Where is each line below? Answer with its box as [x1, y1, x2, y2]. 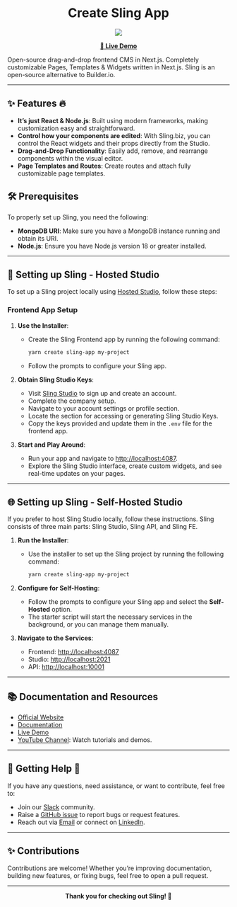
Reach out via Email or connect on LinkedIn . [17, 818, 146, 826]
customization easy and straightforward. [17, 124, 135, 132]
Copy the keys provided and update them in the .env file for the [28, 419, 213, 428]
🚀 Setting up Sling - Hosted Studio [7, 268, 160, 280]
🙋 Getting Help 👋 [7, 763, 81, 775]
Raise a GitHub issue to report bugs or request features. [17, 810, 181, 818]
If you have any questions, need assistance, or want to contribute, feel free [7, 781, 226, 790]
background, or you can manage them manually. [28, 620, 169, 629]
